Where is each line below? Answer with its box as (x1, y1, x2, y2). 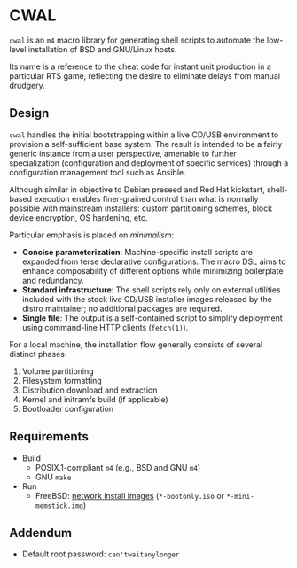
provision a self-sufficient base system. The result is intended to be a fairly (9, 138, 283, 149)
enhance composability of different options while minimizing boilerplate (21, 265, 284, 276)
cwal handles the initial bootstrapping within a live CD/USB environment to (9, 129, 279, 140)
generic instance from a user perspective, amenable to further (9, 148, 237, 159)
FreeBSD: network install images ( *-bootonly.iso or (35, 490, 224, 501)
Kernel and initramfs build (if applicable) (21, 393, 168, 404)
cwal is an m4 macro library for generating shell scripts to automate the (9, 35, 265, 45)
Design (9, 105, 50, 121)
